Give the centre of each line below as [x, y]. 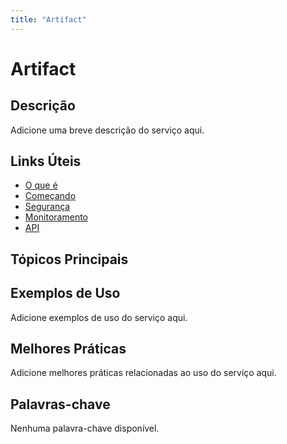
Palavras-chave [60, 404]
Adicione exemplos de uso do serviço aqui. [99, 317]
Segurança [47, 207]
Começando [50, 196]
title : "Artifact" [48, 19]
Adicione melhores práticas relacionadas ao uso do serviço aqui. [143, 373]
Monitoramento [56, 217]
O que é [41, 185]
